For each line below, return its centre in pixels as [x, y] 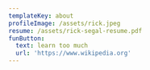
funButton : [27, 38]
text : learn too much [52, 46]
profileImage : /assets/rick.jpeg [65, 23]
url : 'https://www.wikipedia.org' [73, 53]
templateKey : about [41, 16]
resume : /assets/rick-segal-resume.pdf [75, 31]
